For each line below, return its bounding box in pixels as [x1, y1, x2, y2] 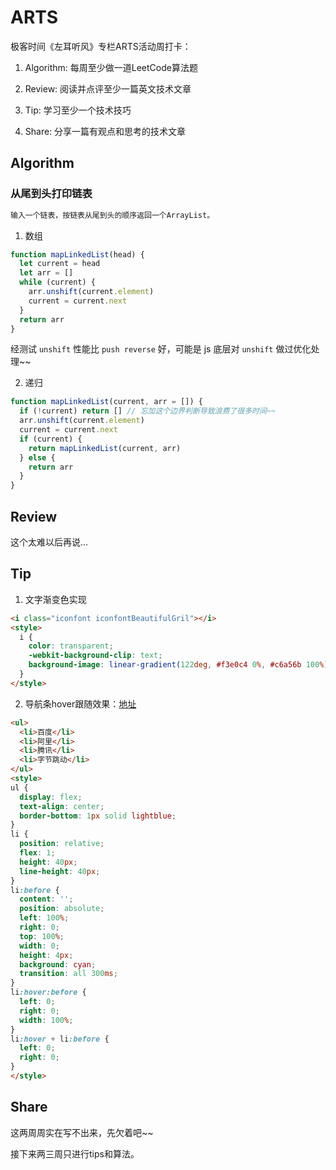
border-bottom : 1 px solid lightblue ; [19, 811, 177, 821]
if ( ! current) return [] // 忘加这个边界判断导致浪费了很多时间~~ [19, 406, 277, 416]
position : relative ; [19, 839, 105, 849]
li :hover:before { [10, 987, 87, 998]
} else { [19, 452, 56, 463]
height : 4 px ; [19, 950, 74, 960]
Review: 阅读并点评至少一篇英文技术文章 [24, 82, 192, 95]
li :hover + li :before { [10, 1034, 110, 1044]
